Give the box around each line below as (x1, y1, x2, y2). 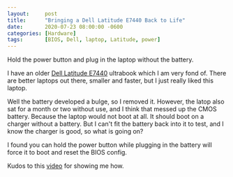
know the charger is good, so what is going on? (7, 127, 144, 136)
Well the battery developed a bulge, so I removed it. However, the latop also (7, 97, 225, 106)
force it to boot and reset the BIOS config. (7, 148, 128, 157)
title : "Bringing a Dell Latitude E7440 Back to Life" (7, 17, 186, 24)
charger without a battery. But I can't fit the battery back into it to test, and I (7, 120, 225, 128)
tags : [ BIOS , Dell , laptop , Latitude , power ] (7, 36, 160, 43)
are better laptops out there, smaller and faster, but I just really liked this (7, 76, 214, 85)
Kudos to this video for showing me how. (7, 162, 124, 170)
